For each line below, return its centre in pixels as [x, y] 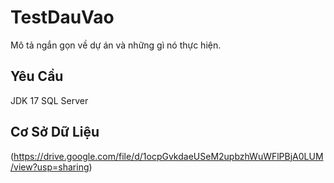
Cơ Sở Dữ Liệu [55, 132]
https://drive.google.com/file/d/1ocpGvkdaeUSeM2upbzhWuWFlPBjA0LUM [168, 156]
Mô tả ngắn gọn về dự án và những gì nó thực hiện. [116, 45]
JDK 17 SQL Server [49, 100]
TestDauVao [62, 17]
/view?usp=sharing [50, 167]
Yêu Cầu [37, 76]
